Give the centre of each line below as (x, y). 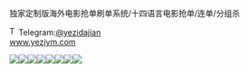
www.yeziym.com (43, 42)
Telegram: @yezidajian (60, 32)
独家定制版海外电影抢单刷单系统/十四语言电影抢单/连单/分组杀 (125, 13)
